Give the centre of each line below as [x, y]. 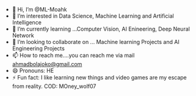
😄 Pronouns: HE [33, 71]
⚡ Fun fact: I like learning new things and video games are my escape [100, 77]
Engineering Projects [38, 48]
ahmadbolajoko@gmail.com [47, 64]
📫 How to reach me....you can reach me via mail [73, 55]
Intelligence [27, 22]
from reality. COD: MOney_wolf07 [54, 86]
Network [23, 35]
